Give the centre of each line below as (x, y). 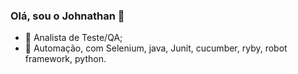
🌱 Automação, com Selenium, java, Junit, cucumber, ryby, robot (156, 48)
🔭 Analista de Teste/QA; (73, 38)
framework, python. (65, 59)
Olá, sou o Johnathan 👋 (67, 16)
